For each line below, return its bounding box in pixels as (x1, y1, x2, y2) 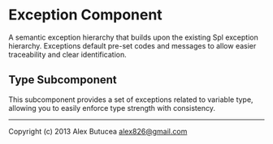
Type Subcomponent (8, 73, 117, 87)
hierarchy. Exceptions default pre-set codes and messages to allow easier (8, 40, 257, 50)
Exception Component (8, 6, 162, 24)
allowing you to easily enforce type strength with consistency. (8, 103, 215, 112)
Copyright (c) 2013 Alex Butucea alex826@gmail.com (8, 126, 188, 136)
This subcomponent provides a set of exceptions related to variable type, (8, 95, 253, 104)
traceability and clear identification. (8, 49, 128, 59)
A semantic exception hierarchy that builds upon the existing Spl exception (8, 32, 258, 42)
